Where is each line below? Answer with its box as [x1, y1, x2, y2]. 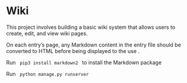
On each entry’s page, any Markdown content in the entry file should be [6, 41, 182, 48]
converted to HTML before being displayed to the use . [6, 47, 140, 54]
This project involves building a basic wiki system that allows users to [6, 24, 176, 31]
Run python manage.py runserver [6, 70, 89, 77]
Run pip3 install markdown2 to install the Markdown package [6, 59, 162, 66]
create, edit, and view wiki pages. [6, 29, 88, 36]
